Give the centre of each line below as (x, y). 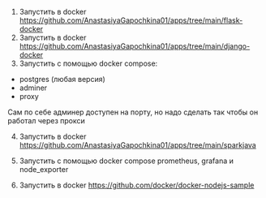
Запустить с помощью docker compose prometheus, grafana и (127, 161)
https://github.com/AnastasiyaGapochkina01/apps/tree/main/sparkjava (137, 145)
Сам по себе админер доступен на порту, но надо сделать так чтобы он (133, 112)
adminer (33, 88)
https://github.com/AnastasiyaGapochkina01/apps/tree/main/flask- (131, 20)
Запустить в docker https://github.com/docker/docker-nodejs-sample (137, 185)
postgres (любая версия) (62, 79)
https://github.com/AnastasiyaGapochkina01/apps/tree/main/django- (135, 46)
